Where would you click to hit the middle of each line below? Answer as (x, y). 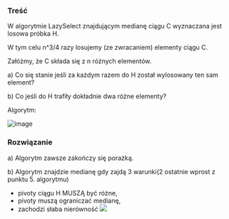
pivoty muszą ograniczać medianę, (69, 201)
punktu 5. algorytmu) (38, 179)
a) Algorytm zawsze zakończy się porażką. (71, 158)
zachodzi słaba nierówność (58, 209)
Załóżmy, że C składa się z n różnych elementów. (80, 61)
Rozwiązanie (30, 142)
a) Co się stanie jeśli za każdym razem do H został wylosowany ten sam (113, 75)
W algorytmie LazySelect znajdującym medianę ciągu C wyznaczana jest (115, 26)
